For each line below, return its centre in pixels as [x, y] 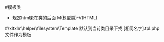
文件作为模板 [18, 34]
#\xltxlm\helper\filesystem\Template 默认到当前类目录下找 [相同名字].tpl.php [82, 28]
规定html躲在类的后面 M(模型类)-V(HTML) [55, 18]
